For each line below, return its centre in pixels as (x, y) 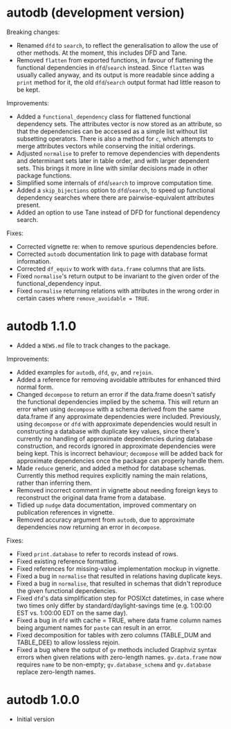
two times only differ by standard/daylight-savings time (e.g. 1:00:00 (114, 606)
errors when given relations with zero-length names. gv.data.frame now (119, 657)
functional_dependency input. (59, 283)
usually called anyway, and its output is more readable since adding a (115, 75)
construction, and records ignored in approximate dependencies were (116, 446)
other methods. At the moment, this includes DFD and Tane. (102, 53)
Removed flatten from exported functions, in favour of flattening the (115, 60)
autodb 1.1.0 (41, 326)
